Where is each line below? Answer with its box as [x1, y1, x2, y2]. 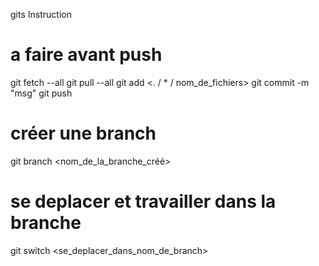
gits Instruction [10, 9, 72, 20]
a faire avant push [10, 44, 163, 66]
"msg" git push [10, 87, 73, 99]
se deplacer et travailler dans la [10, 190, 277, 213]
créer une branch [10, 122, 157, 145]
